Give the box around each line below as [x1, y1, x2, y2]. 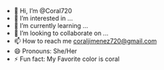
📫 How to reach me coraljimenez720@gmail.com [13, 37, 157, 45]
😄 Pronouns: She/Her [13, 47, 77, 55]
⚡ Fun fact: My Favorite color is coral [13, 55, 120, 63]
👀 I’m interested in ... [13, 14, 73, 22]
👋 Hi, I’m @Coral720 [13, 7, 72, 15]
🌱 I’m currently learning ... [13, 22, 89, 29]
